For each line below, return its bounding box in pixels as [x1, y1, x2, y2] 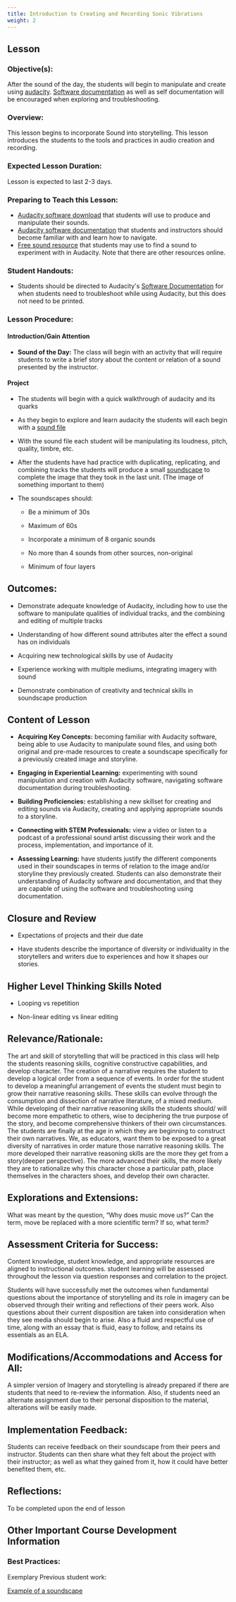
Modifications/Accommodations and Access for [7, 1351, 223, 1363]
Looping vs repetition [17, 999, 80, 1007]
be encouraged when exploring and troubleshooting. [7, 95, 161, 104]
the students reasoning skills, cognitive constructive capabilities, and [7, 1059, 208, 1068]
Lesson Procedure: [7, 314, 74, 324]
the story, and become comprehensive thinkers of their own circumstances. [7, 1119, 227, 1128]
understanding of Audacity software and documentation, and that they [17, 877, 223, 885]
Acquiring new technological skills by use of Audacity [17, 651, 173, 660]
